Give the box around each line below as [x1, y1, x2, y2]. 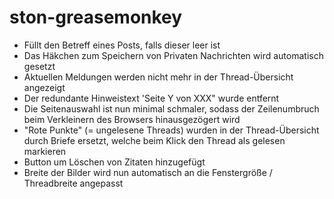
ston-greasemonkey [9, 6, 183, 29]
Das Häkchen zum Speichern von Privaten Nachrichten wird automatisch [23, 49, 324, 61]
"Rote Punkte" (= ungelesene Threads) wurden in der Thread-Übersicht [23, 124, 320, 136]
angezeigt [23, 81, 66, 93]
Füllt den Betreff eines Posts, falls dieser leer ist [23, 39, 221, 51]
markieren [23, 145, 67, 157]
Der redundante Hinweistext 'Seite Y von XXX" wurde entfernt [23, 92, 280, 104]
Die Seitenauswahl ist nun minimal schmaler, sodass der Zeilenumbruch [23, 102, 320, 115]
